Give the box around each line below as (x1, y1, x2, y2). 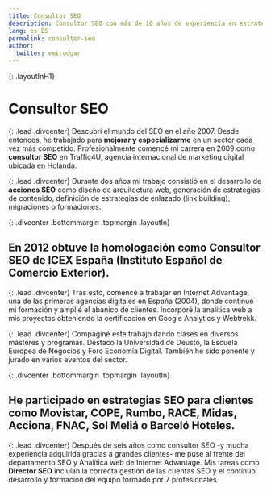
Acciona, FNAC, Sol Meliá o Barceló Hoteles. (8, 419, 236, 432)
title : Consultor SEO (8, 11, 81, 20)
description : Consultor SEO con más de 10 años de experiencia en (8, 19, 236, 27)
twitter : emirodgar (15, 49, 81, 57)
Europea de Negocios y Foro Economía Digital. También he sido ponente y (8, 346, 256, 356)
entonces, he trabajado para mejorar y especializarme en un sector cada (8, 135, 253, 144)
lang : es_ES (8, 27, 48, 35)
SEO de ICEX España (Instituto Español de (8, 253, 223, 267)
